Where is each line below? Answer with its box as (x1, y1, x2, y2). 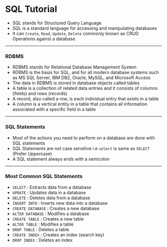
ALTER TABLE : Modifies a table (12, 221, 74, 227)
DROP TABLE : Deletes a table (12, 226, 70, 232)
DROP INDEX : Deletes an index (12, 237, 73, 243)
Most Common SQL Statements (5, 173, 83, 180)
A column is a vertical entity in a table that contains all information (12, 101, 148, 107)
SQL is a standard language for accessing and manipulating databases (12, 25, 158, 31)
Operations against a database (12, 36, 76, 42)
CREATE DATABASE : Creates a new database (12, 205, 99, 211)
